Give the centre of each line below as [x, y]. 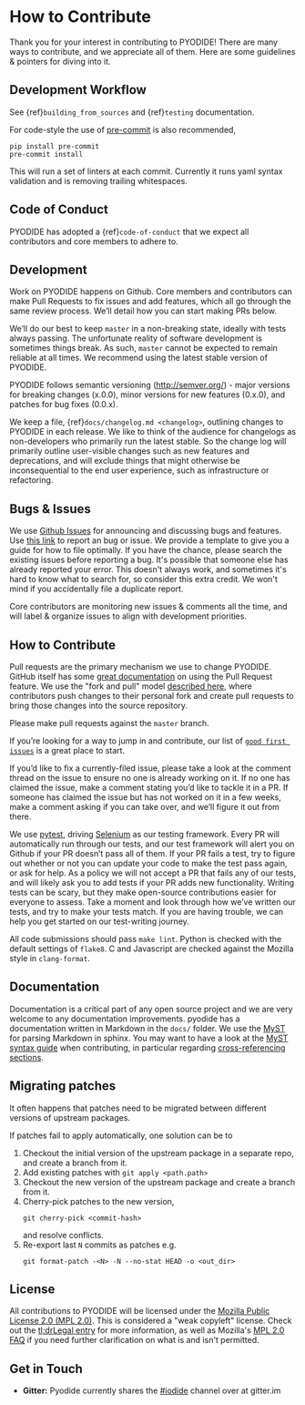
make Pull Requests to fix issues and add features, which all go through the [150, 302]
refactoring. [31, 480]
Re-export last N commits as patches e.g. [99, 1245]
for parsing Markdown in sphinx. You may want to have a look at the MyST [149, 1038]
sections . [26, 1057]
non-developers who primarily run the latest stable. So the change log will [148, 441]
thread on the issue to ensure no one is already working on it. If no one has [150, 778]
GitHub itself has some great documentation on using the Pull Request [141, 677]
